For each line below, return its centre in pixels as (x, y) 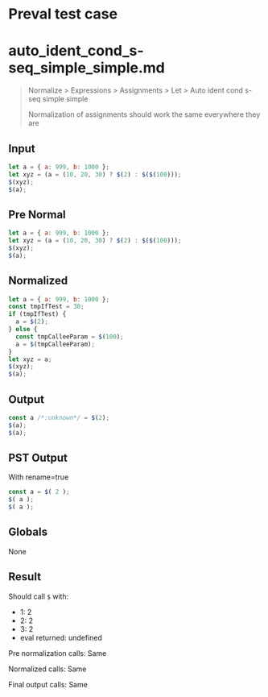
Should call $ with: (39, 596)
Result (25, 577)
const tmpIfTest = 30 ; (46, 307)
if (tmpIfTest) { (37, 314)
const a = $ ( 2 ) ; (39, 492)
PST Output (38, 458)
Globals (28, 532)
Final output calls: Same (48, 684)
